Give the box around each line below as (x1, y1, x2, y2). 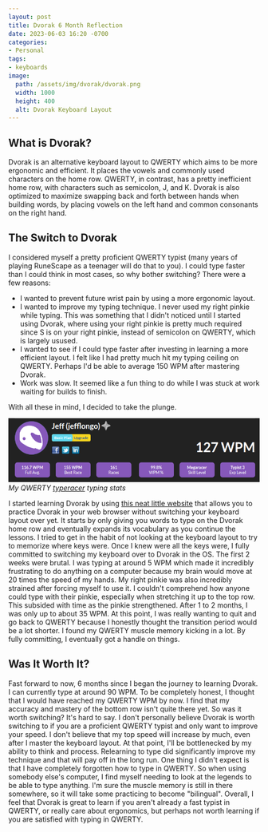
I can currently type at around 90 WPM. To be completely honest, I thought (8, 687, 255, 696)
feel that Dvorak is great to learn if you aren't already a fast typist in (8, 797, 230, 806)
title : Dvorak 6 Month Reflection (8, 21, 124, 30)
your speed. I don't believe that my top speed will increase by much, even (8, 729, 251, 739)
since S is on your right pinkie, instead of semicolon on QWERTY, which (19, 327, 256, 337)
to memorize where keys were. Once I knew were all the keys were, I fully (8, 541, 250, 550)
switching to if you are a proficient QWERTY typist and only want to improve (8, 721, 258, 731)
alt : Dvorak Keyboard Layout (15, 105, 112, 113)
